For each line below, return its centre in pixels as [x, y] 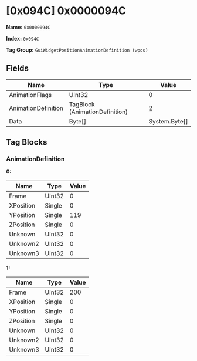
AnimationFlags [30, 95]
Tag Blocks [27, 142]
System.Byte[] [168, 121]
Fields [18, 68]
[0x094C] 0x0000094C [66, 11]
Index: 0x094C [23, 38]
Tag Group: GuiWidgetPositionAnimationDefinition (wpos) [77, 50]
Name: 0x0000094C [28, 27]
